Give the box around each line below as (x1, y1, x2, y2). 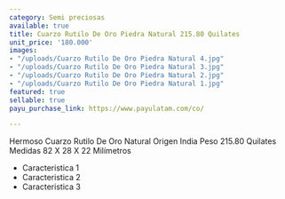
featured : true (9, 87, 66, 96)
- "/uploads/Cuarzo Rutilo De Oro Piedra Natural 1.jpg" (9, 79, 225, 88)
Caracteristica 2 (21, 172, 82, 183)
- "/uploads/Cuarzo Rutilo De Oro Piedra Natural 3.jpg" (9, 63, 225, 72)
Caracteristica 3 (21, 181, 82, 192)
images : (9, 46, 38, 55)
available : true (9, 21, 69, 30)
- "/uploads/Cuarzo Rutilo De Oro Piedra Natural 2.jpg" (9, 71, 225, 80)
